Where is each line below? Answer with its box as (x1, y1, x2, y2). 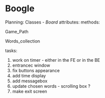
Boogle (5, 3, 35, 14)
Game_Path (5, 28, 29, 34)
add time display (12, 73, 46, 78)
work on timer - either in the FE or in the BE (12, 57, 100, 63)
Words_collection (5, 38, 40, 44)
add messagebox (12, 78, 48, 84)
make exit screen (12, 88, 47, 94)
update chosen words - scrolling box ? (12, 83, 91, 89)
